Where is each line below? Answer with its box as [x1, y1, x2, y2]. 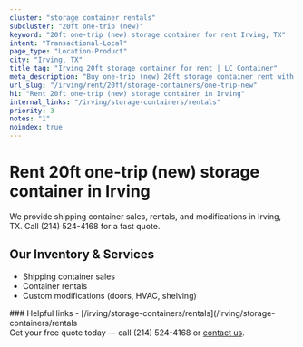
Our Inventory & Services [9, 246, 155, 263]
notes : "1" [9, 114, 51, 123]
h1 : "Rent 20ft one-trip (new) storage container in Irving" [9, 89, 246, 98]
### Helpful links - [9, 307, 80, 318]
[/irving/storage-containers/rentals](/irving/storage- [81, 307, 276, 318]
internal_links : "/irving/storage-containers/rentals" [9, 97, 221, 107]
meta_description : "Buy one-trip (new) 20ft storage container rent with [9, 72, 295, 82]
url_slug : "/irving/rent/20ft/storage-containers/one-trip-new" [9, 81, 258, 90]
